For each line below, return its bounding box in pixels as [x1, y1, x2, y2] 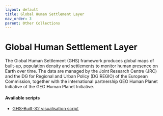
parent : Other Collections [5, 20, 60, 26]
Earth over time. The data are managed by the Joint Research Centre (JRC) [5, 68, 157, 74]
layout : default [5, 7, 38, 12]
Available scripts [5, 95, 40, 100]
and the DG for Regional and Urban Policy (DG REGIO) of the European [5, 74, 148, 79]
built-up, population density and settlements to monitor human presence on [5, 63, 158, 69]
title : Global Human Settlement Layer [5, 12, 84, 17]
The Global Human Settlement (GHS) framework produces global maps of [5, 58, 155, 64]
